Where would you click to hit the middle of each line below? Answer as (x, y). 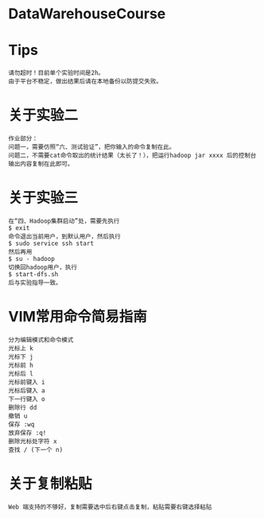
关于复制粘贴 (50, 484)
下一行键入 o (27, 399)
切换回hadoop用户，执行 (43, 267)
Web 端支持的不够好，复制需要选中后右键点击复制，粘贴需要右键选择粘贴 (110, 507)
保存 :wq (21, 424)
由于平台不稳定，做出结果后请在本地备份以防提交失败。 (85, 82)
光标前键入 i (27, 382)
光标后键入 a (27, 391)
